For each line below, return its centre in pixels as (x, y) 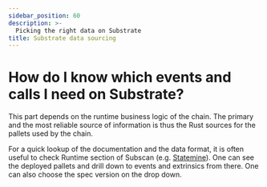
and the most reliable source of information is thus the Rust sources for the (132, 125)
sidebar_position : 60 (44, 16)
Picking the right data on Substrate (79, 30)
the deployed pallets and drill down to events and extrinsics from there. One (133, 166)
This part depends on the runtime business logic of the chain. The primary (131, 117)
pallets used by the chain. (51, 133)
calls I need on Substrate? (96, 95)
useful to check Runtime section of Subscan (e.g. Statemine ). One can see (131, 157)
